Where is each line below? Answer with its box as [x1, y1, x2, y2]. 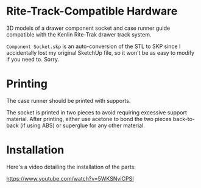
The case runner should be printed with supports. [6, 97, 131, 104]
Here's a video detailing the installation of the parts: [6, 163, 136, 170]
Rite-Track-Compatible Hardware [6, 4, 178, 18]
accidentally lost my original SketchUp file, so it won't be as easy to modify [6, 49, 195, 56]
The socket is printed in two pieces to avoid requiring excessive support [6, 108, 188, 116]
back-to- [172, 115, 195, 122]
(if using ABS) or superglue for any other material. [20, 122, 145, 129]
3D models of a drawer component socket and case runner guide [6, 24, 171, 32]
